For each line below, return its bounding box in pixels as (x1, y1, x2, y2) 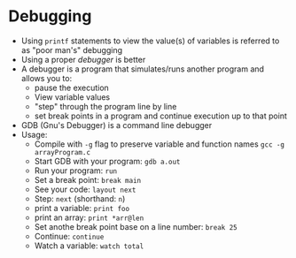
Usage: (20, 129, 48, 140)
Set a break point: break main (34, 174, 142, 185)
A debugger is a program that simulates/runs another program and (20, 64, 265, 74)
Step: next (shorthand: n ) (34, 193, 126, 204)
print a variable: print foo (34, 202, 130, 213)
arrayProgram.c (34, 148, 90, 156)
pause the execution (34, 82, 110, 93)
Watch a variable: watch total (34, 240, 144, 251)
